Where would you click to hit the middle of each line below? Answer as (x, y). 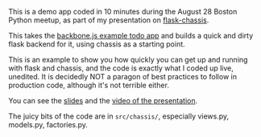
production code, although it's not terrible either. (89, 85)
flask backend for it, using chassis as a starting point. (97, 44)
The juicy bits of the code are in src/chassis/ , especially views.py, (119, 116)
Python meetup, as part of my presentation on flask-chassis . (109, 20)
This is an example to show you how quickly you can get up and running (128, 60)
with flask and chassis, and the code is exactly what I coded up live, (121, 68)
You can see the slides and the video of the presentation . (103, 101)
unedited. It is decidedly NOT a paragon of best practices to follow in (123, 77)
